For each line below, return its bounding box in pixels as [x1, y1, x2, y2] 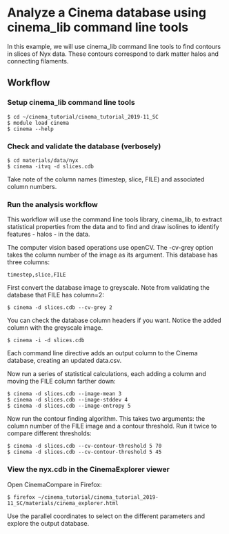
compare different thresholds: [7, 429, 92, 437]
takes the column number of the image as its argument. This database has [7, 250, 219, 259]
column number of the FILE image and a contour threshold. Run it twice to [7, 422, 217, 431]
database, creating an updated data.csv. [7, 357, 122, 365]
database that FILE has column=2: [7, 291, 105, 299]
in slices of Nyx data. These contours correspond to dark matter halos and [7, 50, 219, 58]
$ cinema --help [7, 126, 54, 132]
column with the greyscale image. [7, 324, 103, 332]
